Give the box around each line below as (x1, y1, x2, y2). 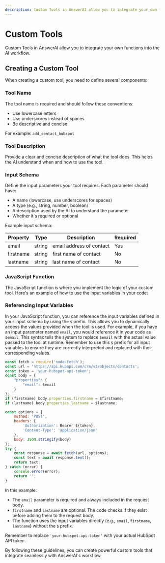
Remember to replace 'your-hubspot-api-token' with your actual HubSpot (5, 532, 156, 538)
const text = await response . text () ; (14, 455, 91, 461)
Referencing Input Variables (5, 302, 74, 309)
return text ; (14, 460, 41, 465)
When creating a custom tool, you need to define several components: (5, 77, 147, 83)
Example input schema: (5, 223, 53, 229)
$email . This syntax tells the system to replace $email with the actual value (5, 334, 156, 340)
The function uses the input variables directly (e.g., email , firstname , (12, 518, 151, 524)
